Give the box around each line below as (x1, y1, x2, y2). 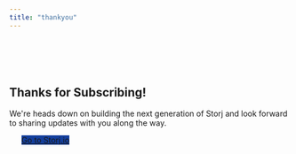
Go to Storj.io (21, 135, 70, 146)
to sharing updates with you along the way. (9, 118, 167, 128)
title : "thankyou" (9, 12, 77, 22)
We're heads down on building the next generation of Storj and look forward (9, 108, 288, 119)
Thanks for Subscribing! (9, 85, 147, 100)
